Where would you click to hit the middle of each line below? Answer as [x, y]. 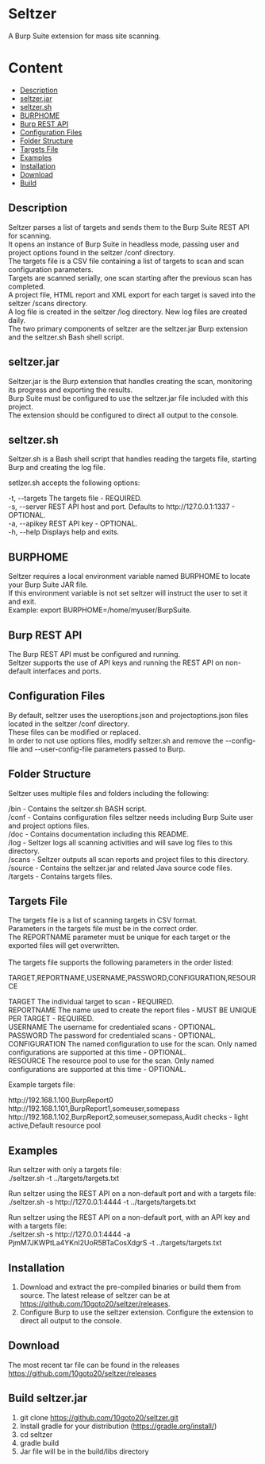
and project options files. [49, 825]
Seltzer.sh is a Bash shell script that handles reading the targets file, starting [132, 459]
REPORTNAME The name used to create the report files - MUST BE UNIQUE [132, 1010]
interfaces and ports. [67, 671]
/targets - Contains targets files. [60, 876]
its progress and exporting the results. [71, 390]
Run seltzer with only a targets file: [65, 1170]
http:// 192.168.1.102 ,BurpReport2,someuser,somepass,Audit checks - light [128, 1117]
